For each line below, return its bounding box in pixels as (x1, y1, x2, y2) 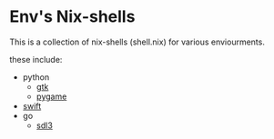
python (22, 71, 50, 83)
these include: (9, 54, 63, 65)
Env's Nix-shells (9, 6, 136, 27)
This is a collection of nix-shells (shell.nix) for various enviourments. (9, 36, 266, 47)
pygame (36, 91, 67, 102)
